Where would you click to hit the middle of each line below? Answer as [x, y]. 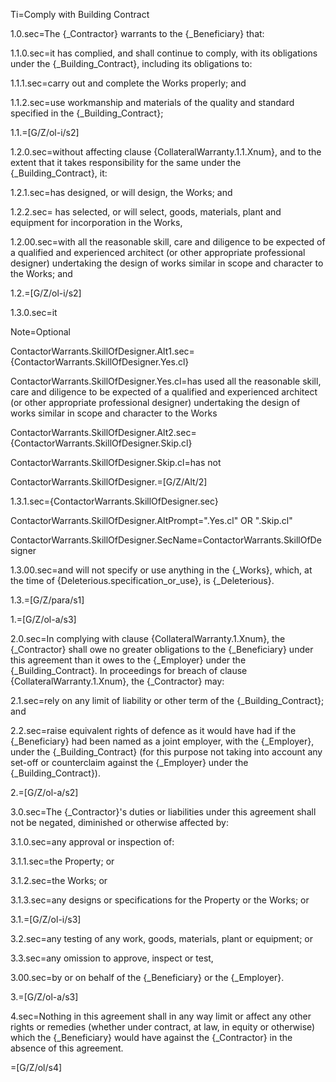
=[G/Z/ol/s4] [36, 1067]
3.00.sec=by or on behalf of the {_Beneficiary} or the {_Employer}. [147, 977]
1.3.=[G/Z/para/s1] [47, 600]
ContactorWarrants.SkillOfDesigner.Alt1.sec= [102, 351]
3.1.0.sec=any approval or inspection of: [92, 842]
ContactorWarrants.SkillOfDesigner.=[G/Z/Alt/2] [109, 482]
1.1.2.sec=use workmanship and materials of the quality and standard [152, 102]
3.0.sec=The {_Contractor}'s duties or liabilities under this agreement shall [163, 812]
